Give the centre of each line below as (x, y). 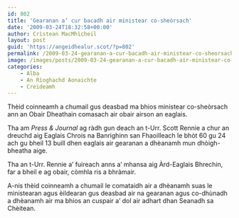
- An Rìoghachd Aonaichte (59, 80)
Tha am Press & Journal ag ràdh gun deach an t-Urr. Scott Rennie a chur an (118, 128)
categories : (25, 67)
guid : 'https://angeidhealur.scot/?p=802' (71, 47)
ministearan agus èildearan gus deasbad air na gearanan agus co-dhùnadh (117, 193)
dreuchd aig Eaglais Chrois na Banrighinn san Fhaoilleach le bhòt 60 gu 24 (117, 136)
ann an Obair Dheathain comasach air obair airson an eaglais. (97, 114)
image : (17, 60)
